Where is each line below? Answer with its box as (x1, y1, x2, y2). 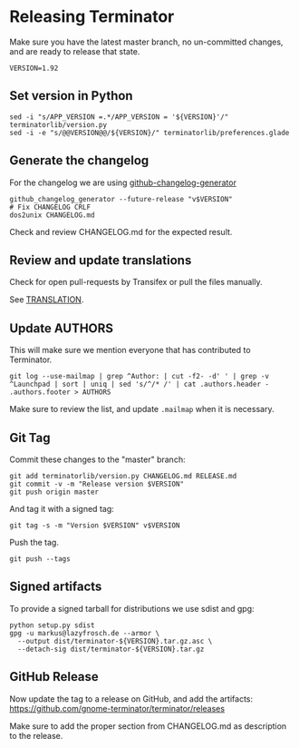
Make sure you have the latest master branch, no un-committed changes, (9, 36, 284, 47)
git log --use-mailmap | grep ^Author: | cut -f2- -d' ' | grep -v (9, 372, 270, 381)
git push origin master (9, 487, 100, 497)
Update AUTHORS (9, 320, 114, 336)
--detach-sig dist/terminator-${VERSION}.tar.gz (17, 645, 205, 654)
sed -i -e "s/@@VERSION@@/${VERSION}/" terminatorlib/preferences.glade (9, 128, 290, 137)
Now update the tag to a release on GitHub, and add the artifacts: (9, 693, 254, 704)
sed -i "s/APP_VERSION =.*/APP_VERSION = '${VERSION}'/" (9, 112, 229, 122)
